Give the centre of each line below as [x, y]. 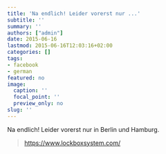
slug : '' [20, 110]
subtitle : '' [26, 20]
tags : [15, 59]
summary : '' [24, 26]
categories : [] [29, 52]
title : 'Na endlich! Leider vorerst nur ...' [74, 13]
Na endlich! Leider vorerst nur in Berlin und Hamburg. [83, 129]
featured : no [26, 78]
